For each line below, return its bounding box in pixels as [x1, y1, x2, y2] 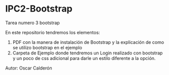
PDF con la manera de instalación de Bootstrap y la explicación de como [12, 39, 164, 45]
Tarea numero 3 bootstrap [5, 20, 60, 26]
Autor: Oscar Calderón [5, 65, 52, 71]
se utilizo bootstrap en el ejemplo [12, 44, 82, 50]
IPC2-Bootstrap [5, 3, 73, 15]
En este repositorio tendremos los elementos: [5, 29, 100, 35]
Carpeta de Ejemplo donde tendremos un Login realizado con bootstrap [12, 50, 163, 56]
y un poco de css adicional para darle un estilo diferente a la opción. [12, 55, 156, 61]
